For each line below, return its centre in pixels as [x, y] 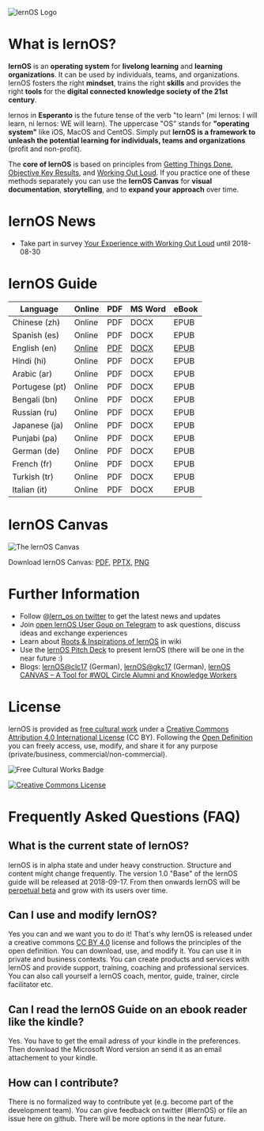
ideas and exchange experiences [74, 633]
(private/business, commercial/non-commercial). [88, 754]
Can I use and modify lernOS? [83, 915]
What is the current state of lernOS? [99, 846]
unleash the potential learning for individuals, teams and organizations [127, 140]
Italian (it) [30, 489]
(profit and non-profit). [45, 149]
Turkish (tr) [33, 477]
